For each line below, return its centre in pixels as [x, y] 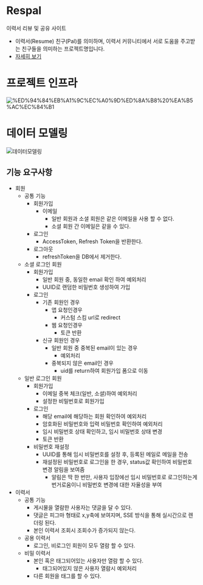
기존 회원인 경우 [61, 302]
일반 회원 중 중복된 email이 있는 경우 [95, 348]
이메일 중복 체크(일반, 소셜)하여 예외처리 [90, 393]
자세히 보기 [28, 56]
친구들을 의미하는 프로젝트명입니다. [63, 49]
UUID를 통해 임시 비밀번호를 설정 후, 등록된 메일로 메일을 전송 [115, 454]
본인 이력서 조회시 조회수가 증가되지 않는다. [84, 530]
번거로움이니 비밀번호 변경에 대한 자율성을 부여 [107, 485]
